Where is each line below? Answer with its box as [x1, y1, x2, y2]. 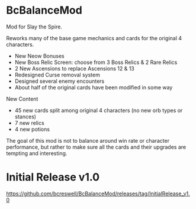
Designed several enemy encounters [14, 78, 105, 85]
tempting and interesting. [6, 149, 68, 157]
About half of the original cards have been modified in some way [14, 83, 173, 91]
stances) [14, 113, 37, 120]
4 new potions [14, 126, 50, 133]
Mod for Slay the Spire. [6, 23, 62, 30]
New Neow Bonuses [14, 52, 65, 59]
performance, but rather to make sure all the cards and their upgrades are [6, 143, 187, 150]
